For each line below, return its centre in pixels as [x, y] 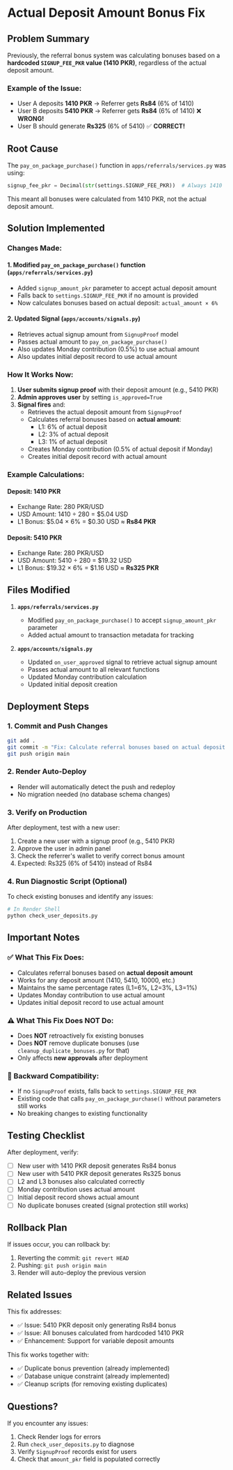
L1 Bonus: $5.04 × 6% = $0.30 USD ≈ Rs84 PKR [87, 522]
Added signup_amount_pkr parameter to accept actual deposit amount [117, 288]
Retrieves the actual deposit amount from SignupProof [105, 412]
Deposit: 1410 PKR [34, 491]
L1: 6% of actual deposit [73, 427]
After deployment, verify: [43, 1152]
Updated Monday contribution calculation [87, 677]
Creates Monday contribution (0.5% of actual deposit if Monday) [120, 449]
